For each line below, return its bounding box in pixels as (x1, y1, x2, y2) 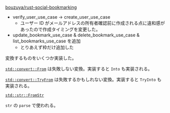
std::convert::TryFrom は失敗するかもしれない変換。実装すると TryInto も (5, 77, 162, 82)
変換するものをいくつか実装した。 (5, 55, 77, 61)
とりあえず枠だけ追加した (20, 44, 74, 50)
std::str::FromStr (5, 93, 44, 98)
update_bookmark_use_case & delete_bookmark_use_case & (12, 32, 140, 38)
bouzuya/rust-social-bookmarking (5, 5, 77, 10)
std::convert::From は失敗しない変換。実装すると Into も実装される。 (5, 66, 153, 72)
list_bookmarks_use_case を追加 (12, 38, 81, 44)
